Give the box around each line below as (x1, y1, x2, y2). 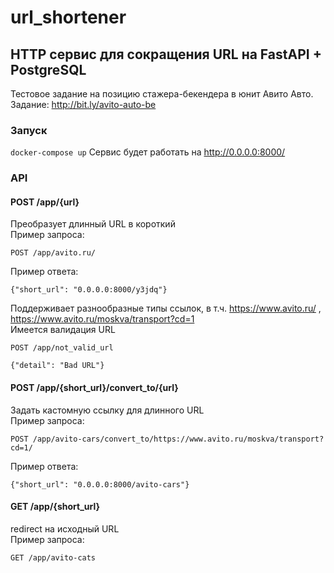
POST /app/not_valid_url (10, 343, 114, 353)
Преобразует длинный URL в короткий (10, 218, 176, 230)
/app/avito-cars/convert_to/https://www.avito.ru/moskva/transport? (32, 434, 325, 444)
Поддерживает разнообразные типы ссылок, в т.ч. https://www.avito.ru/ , (10, 302, 322, 315)
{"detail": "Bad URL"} (10, 361, 105, 371)
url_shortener (10, 6, 127, 29)
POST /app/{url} (10, 196, 80, 208)
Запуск (10, 123, 48, 137)
